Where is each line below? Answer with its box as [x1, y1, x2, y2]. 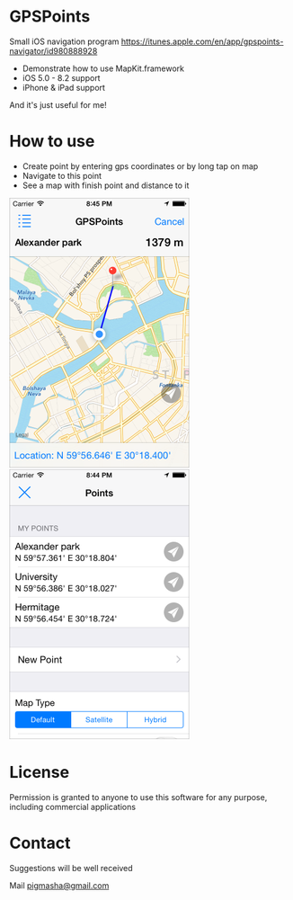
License [9, 762, 70, 783]
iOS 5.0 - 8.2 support [22, 72, 101, 83]
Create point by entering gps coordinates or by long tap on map [22, 160, 259, 172]
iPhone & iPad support [22, 82, 106, 93]
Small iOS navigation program [9, 36, 120, 47]
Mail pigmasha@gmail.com [9, 879, 110, 891]
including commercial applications [9, 801, 137, 812]
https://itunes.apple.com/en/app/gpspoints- [120, 36, 284, 47]
